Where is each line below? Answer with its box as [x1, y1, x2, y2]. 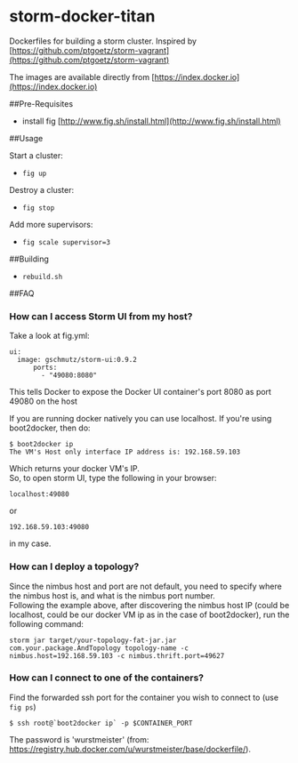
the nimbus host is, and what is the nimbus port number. [9, 590, 215, 601]
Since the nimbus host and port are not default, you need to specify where [9, 581, 282, 591]
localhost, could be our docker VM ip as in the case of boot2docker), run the [9, 609, 290, 620]
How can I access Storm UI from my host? [9, 309, 193, 322]
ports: [32, 363, 58, 373]
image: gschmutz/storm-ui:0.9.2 [17, 356, 138, 365]
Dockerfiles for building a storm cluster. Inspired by [9, 36, 197, 46]
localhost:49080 [9, 490, 69, 499]
